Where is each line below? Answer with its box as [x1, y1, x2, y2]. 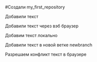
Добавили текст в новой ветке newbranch [5, 42, 93, 48]
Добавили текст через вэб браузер [5, 23, 79, 29]
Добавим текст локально [5, 33, 58, 38]
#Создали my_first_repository [5, 4, 65, 10]
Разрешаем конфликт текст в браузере [5, 51, 87, 57]
